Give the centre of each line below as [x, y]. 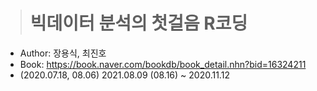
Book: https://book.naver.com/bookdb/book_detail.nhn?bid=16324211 [163, 64]
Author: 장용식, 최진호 [63, 53]
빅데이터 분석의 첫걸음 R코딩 [138, 23]
